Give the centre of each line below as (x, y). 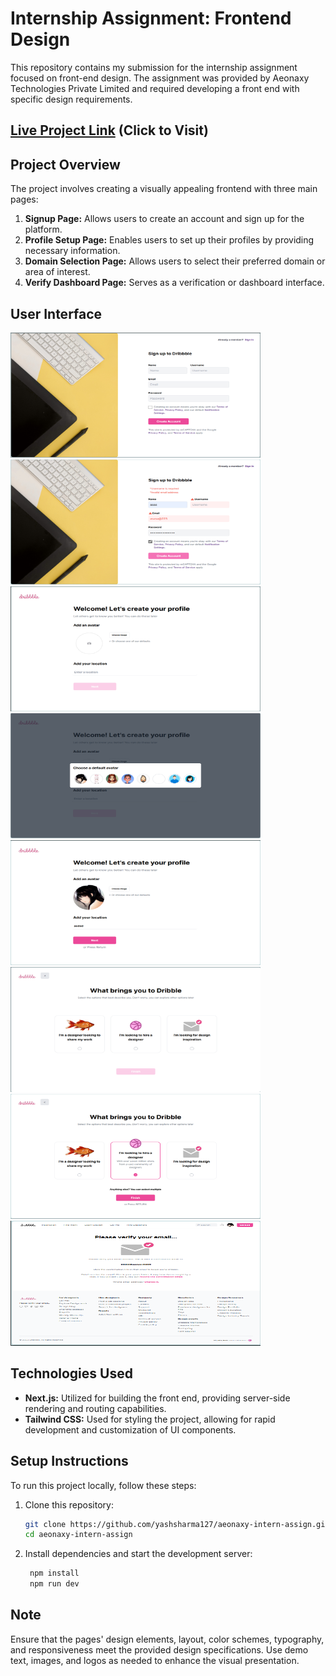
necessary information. (72, 251)
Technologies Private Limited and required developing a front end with (155, 88)
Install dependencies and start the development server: (138, 1554)
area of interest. (57, 272)
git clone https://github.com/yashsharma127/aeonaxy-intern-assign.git (177, 1524)
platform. (43, 229)
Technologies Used (71, 1373)
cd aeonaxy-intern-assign (78, 1535)
